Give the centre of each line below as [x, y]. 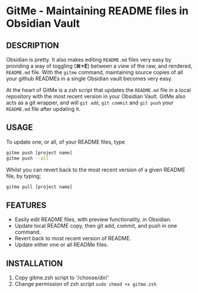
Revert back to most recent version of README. [73, 238]
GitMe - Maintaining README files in [98, 11]
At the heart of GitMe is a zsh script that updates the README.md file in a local [98, 90]
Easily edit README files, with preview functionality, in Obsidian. [93, 219]
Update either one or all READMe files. [61, 245]
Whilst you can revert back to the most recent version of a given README [96, 170]
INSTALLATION [35, 263]
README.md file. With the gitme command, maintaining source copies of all [95, 72]
